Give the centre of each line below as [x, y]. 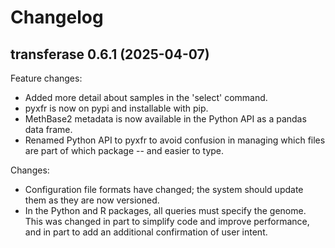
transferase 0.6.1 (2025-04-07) [110, 54]
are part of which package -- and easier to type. [124, 150]
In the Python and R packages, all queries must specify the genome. [165, 210]
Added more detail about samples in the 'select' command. [146, 97]
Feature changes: [46, 78]
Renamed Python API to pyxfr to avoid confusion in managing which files [175, 140]
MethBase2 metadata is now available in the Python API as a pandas [165, 119]
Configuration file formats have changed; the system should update [164, 189]
